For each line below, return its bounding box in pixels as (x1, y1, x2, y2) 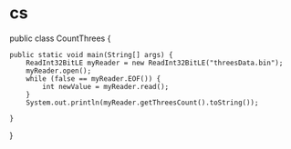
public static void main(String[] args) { (9, 50, 173, 59)
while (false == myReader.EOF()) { (26, 74, 161, 84)
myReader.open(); (26, 66, 92, 75)
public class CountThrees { (9, 33, 111, 44)
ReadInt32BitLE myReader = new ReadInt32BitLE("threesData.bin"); (26, 58, 284, 67)
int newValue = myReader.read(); (42, 82, 170, 91)
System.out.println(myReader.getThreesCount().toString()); (26, 98, 259, 107)
